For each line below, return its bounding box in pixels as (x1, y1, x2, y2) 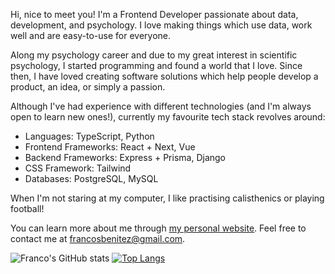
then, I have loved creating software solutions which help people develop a (10, 70, 319, 82)
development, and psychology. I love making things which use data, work (10, 19, 313, 31)
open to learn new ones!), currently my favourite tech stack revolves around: (10, 111, 326, 123)
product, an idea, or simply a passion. (10, 81, 166, 93)
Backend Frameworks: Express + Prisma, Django (24, 152, 226, 163)
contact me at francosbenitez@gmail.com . (10, 233, 186, 244)
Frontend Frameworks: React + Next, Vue (24, 141, 196, 153)
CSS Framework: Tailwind (24, 162, 132, 174)
